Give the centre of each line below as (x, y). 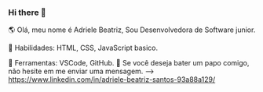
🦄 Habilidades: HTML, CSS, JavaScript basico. (83, 48)
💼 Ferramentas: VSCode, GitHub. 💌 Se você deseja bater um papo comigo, (129, 63)
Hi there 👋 (27, 12)
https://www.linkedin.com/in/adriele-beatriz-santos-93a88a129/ (112, 80)
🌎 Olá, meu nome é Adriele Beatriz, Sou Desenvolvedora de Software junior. (132, 30)
